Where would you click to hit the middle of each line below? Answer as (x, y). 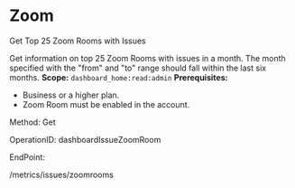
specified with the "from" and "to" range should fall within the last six (138, 68)
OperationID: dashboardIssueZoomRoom (85, 139)
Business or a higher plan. (71, 95)
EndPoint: (27, 157)
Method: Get (32, 122)
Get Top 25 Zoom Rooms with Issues (78, 41)
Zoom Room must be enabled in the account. (106, 104)
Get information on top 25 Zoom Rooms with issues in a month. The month (147, 58)
